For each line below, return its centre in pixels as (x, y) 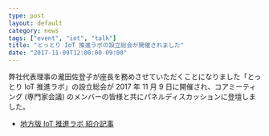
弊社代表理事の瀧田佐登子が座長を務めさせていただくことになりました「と (131, 76)
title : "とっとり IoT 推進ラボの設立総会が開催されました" (96, 46)
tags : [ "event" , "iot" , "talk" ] (62, 38)
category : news (34, 30)
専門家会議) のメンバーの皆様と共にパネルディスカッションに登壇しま (142, 96)
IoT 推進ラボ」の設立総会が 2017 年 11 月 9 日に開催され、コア (126, 86)
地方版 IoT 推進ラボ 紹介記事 (67, 124)
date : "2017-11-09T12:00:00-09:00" (68, 53)
